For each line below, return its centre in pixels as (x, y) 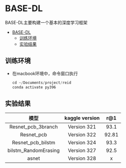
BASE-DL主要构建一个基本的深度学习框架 (46, 22)
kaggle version (82, 118)
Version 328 (82, 158)
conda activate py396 (34, 87)
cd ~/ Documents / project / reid (42, 83)
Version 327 (82, 151)
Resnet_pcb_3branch (34, 127)
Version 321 (82, 127)
